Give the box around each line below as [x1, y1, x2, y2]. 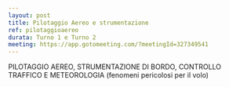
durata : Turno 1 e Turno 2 [8, 33, 96, 42]
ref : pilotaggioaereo [8, 26, 79, 34]
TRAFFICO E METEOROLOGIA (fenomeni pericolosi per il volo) [8, 71, 209, 80]
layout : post [8, 11, 51, 20]
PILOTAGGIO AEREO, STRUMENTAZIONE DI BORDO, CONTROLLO [8, 62, 222, 71]
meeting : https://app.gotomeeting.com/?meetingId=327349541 [8, 41, 209, 49]
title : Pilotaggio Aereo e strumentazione [8, 19, 149, 27]
